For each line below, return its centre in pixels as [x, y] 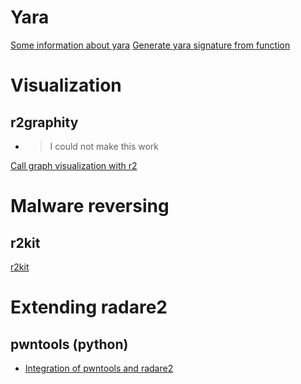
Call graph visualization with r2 [74, 165]
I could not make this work [104, 146]
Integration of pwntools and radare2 [99, 368]
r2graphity [44, 122]
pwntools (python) [69, 344]
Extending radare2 [89, 307]
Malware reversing [90, 206]
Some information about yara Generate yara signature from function [150, 45]
